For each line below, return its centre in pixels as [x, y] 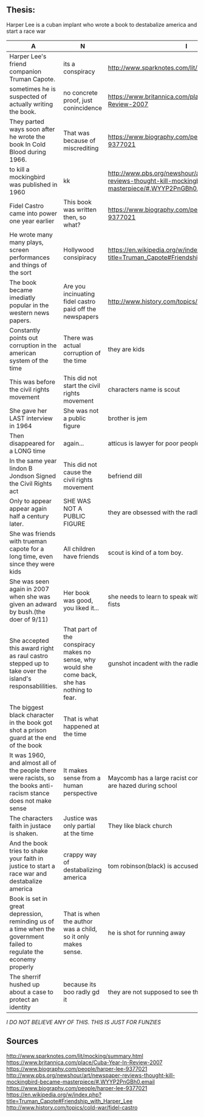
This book [78, 202]
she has [75, 682]
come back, [80, 674]
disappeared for [32, 443]
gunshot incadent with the [145, 663]
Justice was [80, 818]
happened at [81, 726]
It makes [76, 770]
